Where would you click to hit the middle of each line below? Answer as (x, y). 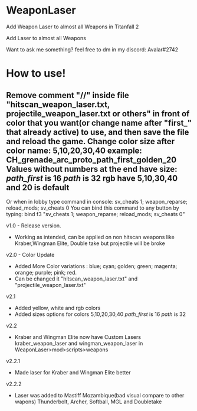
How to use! (36, 74)
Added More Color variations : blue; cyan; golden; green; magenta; (96, 266)
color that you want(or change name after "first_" (99, 123)
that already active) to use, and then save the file (98, 132)
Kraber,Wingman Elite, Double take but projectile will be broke (90, 243)
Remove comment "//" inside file (68, 95)
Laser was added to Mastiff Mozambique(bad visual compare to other (99, 395)
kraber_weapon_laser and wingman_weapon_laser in (79, 343)
